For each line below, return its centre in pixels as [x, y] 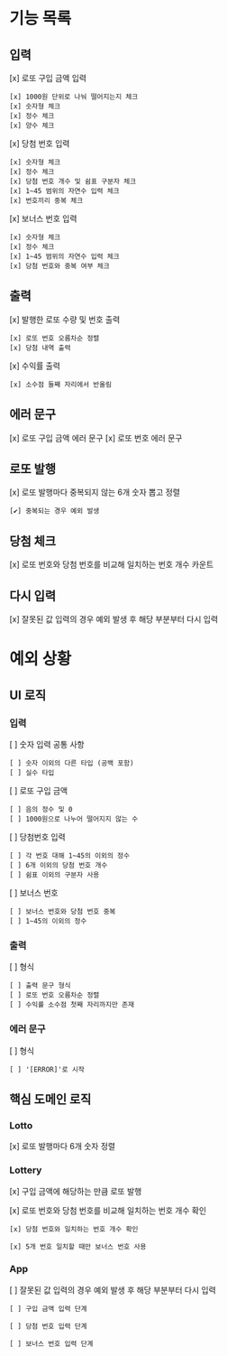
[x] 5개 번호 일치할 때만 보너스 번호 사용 [78, 1247]
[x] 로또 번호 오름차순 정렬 [54, 338]
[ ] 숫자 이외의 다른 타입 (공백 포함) [72, 763]
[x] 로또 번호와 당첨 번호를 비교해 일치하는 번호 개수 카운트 [112, 564]
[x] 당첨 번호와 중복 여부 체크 [59, 266]
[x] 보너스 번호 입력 [43, 218]
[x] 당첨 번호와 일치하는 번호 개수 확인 [74, 1229]
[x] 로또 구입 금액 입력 [48, 78]
